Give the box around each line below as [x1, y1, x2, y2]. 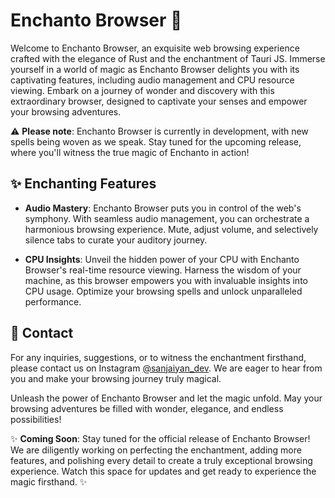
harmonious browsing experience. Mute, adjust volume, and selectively [24, 223, 319, 235]
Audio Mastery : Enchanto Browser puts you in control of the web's [24, 202, 302, 214]
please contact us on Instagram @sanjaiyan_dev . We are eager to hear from [10, 362, 323, 374]
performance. [24, 295, 82, 308]
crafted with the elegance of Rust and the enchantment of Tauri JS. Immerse [10, 52, 326, 64]
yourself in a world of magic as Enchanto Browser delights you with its [10, 63, 300, 75]
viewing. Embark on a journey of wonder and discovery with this [10, 84, 275, 96]
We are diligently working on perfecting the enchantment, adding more [10, 444, 302, 456]
